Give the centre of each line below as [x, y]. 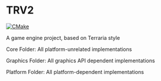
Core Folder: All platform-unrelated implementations [69, 49]
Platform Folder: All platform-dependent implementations [75, 72]
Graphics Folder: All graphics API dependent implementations [80, 60]
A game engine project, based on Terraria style [63, 38]
